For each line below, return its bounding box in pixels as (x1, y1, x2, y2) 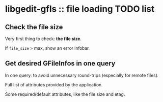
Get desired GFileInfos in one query (5, 60, 115, 68)
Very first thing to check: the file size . (5, 36, 82, 41)
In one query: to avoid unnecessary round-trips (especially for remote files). (5, 72, 159, 78)
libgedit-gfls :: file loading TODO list (5, 3, 155, 15)
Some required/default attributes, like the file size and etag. (5, 91, 125, 97)
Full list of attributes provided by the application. (5, 82, 103, 87)
